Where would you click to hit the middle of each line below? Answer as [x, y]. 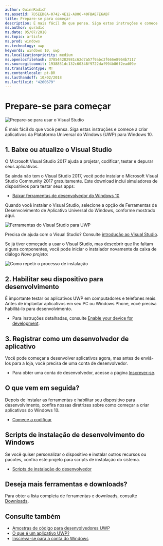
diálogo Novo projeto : [27, 254]
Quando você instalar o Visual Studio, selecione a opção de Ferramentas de [81, 205]
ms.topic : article [24, 37]
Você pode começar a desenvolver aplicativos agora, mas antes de [72, 358]
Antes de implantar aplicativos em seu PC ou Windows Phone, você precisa [81, 304]
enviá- [147, 358]
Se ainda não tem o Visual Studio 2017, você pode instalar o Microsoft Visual [81, 176]
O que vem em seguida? [42, 388]
